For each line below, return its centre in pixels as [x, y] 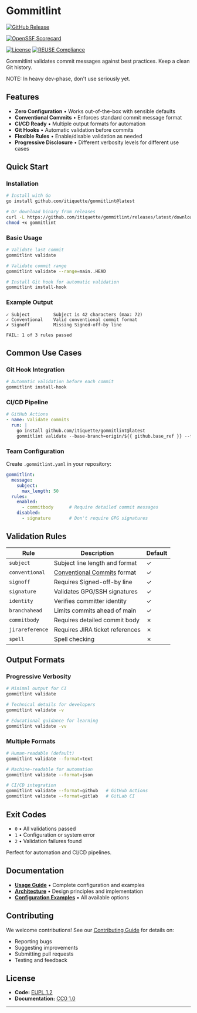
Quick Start [27, 167]
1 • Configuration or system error [55, 835]
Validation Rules [36, 536]
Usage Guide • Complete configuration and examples [79, 885]
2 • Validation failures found [48, 841]
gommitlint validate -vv [36, 726]
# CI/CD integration [31, 785]
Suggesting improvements [46, 947]
